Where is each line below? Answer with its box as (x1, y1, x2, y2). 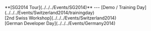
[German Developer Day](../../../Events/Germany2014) (4, 20, 115, 26)
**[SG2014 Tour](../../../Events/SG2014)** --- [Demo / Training (4, 4, 136, 10)
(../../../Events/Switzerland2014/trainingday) (4, 9, 94, 15)
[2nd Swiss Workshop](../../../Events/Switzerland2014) (4, 15, 116, 21)
